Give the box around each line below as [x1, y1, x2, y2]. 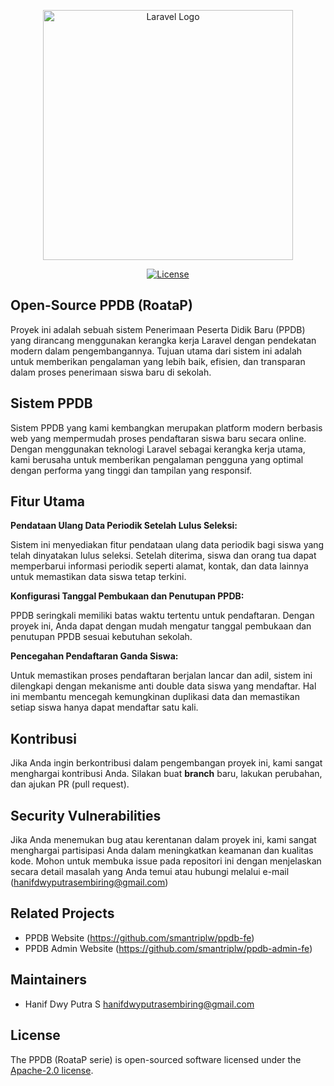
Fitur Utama [10, 493, 86, 510]
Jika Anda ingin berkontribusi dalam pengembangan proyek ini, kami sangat [10, 757, 323, 769]
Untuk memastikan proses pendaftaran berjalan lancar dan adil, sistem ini [10, 670, 313, 682]
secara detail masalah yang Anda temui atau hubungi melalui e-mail [10, 866, 290, 878]
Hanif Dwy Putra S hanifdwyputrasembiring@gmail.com [24, 998, 255, 1010]
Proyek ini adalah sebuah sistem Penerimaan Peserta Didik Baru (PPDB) [10, 323, 306, 335]
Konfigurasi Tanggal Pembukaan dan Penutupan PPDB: [10, 590, 245, 602]
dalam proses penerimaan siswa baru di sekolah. [10, 366, 212, 378]
